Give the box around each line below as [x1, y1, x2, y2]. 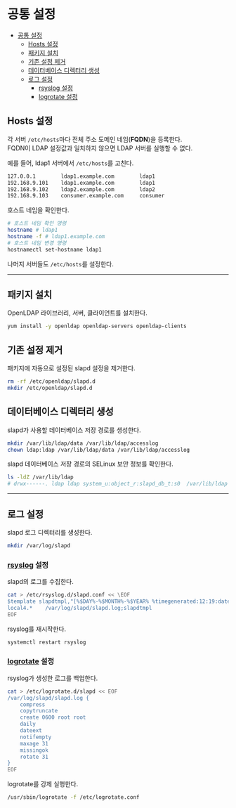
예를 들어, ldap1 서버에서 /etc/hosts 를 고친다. [7, 159, 134, 167]
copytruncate [20, 708, 58, 715]
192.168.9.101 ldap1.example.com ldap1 [7, 179, 156, 186]
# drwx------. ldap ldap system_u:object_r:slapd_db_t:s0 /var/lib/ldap [7, 481, 228, 488]
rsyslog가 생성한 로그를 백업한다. [7, 674, 98, 682]
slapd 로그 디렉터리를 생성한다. [7, 528, 93, 536]
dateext [20, 727, 42, 734]
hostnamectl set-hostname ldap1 [7, 246, 102, 253]
